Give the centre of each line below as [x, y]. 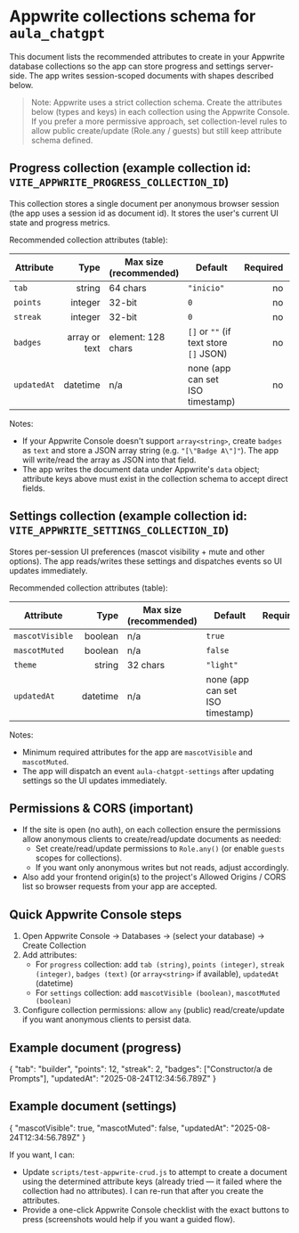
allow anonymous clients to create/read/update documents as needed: [152, 839]
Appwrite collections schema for [133, 16]
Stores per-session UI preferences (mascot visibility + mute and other [137, 551]
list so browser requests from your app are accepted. [120, 886]
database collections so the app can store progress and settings [127, 66]
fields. [33, 488]
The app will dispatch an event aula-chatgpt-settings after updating [148, 771]
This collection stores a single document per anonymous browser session [145, 203]
